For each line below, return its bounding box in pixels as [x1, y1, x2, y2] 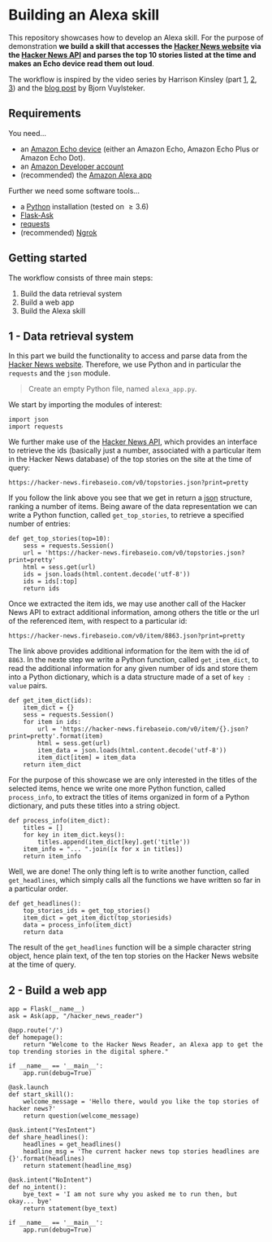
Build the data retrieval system [19, 288, 123, 298]
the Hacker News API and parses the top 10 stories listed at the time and [8, 50, 257, 59]
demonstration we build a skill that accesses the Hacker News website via [8, 41, 261, 50]
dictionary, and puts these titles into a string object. [8, 801, 180, 811]
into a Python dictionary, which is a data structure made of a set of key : [8, 672, 252, 682]
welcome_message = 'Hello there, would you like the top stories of [23, 1098, 260, 1106]
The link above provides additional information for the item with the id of [8, 646, 250, 656]
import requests [8, 423, 63, 431]
